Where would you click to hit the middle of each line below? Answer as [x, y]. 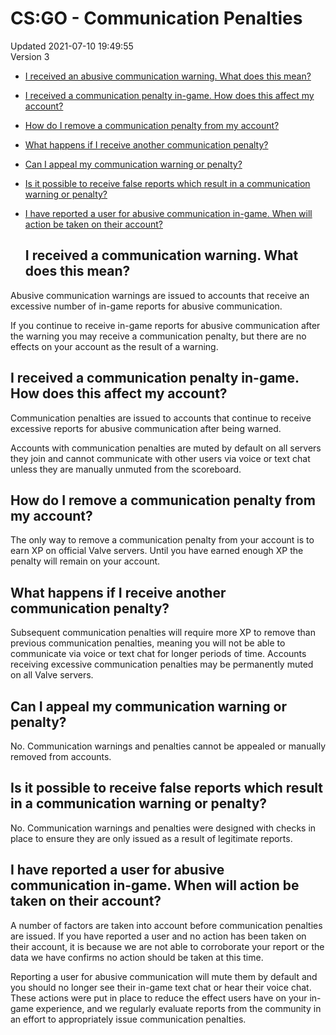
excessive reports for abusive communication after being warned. [146, 428]
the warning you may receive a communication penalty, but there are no [158, 336]
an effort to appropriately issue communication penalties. [128, 1019]
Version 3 [30, 56]
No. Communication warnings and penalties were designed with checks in [163, 828]
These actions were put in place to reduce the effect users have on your [159, 998]
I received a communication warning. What [161, 255]
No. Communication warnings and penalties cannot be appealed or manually [168, 746]
